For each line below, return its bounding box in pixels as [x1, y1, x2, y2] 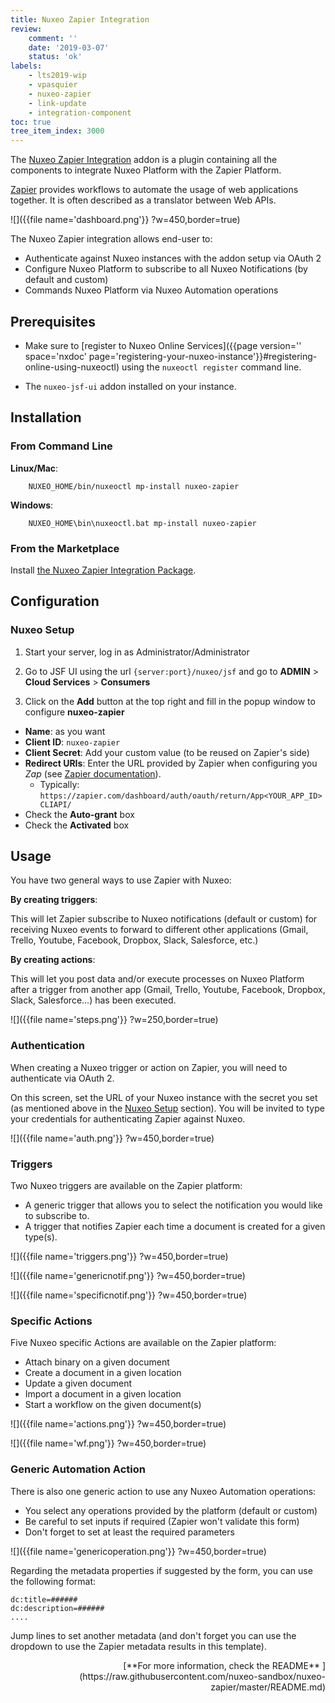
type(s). [24, 1231, 58, 1243]
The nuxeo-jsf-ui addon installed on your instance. [24, 380, 237, 392]
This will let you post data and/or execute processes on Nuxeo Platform [10, 973, 305, 985]
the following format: [10, 1575, 97, 1587]
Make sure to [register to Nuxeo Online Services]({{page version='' [24, 339, 302, 351]
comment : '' [28, 33, 78, 43]
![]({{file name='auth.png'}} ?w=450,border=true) [10, 1132, 215, 1144]
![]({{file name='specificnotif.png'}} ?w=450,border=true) [10, 1289, 248, 1301]
